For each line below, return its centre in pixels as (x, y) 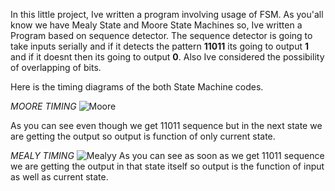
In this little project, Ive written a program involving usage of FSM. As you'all (167, 14)
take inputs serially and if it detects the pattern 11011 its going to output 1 (160, 46)
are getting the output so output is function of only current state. (143, 136)
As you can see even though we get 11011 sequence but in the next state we (166, 125)
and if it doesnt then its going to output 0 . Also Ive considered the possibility (167, 57)
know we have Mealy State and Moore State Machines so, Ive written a (156, 25)
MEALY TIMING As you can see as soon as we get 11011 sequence (167, 155)
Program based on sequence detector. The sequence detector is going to (161, 35)
